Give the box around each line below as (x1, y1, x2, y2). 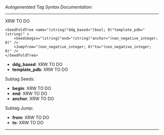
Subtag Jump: (5, 105, 34, 111)
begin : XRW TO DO (12, 85, 51, 91)
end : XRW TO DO (12, 91, 48, 96)
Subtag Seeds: (5, 76, 35, 82)
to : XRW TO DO (12, 120, 44, 125)
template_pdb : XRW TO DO (12, 67, 68, 72)
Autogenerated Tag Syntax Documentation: (5, 4, 93, 10)
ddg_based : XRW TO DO (12, 62, 62, 67)
